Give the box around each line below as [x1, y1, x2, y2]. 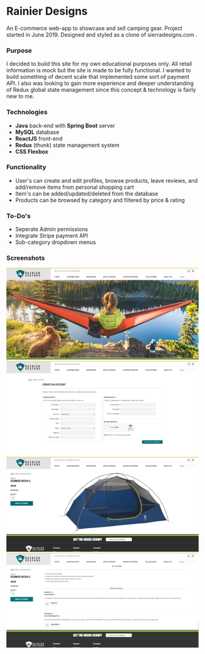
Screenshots [6, 254, 45, 262]
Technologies [6, 108, 48, 117]
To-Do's [6, 211, 31, 220]
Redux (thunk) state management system [15, 141, 120, 149]
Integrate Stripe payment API [15, 232, 88, 240]
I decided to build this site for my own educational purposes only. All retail [6, 60, 192, 68]
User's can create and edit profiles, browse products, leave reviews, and [15, 177, 198, 184]
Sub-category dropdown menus [15, 238, 96, 246]
